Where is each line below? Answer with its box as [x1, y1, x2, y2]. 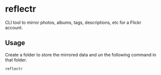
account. [5, 24, 23, 30]
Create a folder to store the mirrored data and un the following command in [5, 52, 157, 57]
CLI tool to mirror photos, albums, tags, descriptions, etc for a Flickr [5, 19, 141, 25]
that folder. [5, 57, 27, 63]
